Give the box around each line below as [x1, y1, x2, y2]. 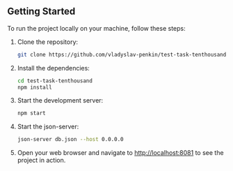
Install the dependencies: [17, 64, 90, 72]
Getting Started [7, 6, 76, 17]
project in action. [17, 156, 66, 165]
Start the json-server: [17, 122, 79, 131]
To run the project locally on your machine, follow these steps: [7, 24, 186, 32]
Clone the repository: [17, 38, 79, 46]
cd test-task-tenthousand [17, 77, 93, 84]
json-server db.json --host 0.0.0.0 [17, 136, 124, 143]
